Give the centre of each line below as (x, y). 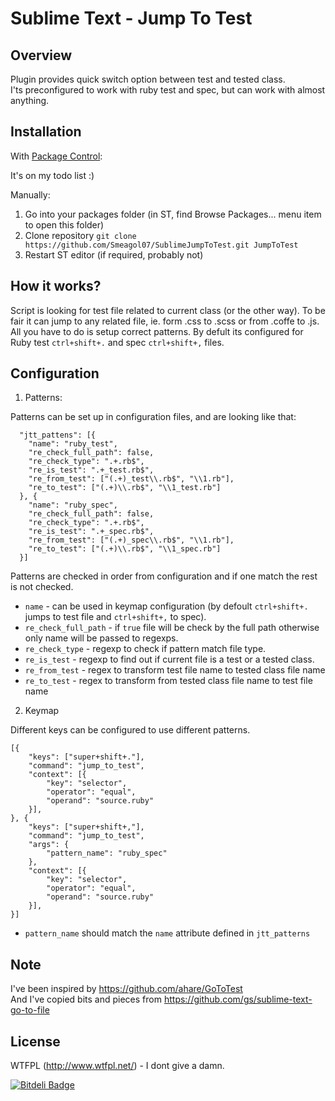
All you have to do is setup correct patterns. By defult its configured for (157, 331)
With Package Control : (56, 156)
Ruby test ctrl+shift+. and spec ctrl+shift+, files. (117, 342)
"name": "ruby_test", (73, 444)
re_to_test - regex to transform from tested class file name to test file (168, 681)
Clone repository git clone (80, 235)
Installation (46, 132)
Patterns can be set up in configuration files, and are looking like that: (153, 417)
